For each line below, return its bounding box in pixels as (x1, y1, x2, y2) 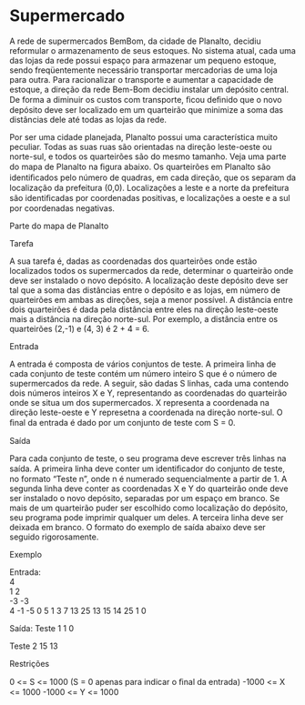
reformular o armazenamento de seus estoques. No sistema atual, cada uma (9, 45, 296, 55)
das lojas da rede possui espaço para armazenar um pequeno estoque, (9, 55, 277, 65)
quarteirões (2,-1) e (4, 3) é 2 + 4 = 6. (9, 323, 150, 334)
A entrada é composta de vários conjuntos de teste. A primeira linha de (9, 358, 277, 369)
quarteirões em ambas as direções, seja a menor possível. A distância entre (9, 294, 293, 305)
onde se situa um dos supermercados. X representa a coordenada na (9, 397, 270, 408)
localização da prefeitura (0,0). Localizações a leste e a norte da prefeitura (9, 182, 290, 193)
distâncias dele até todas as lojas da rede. (9, 114, 167, 125)
